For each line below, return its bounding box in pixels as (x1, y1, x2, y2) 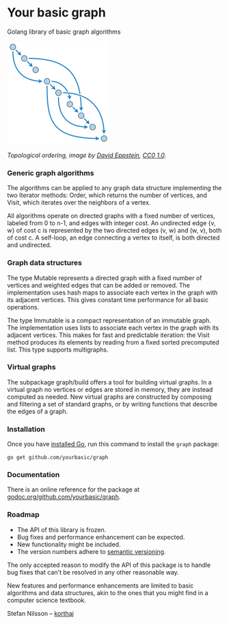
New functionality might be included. (16, 540, 121, 548)
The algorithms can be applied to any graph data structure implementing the (7, 184, 222, 192)
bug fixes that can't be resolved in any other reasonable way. (7, 568, 179, 576)
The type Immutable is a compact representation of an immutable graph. (7, 316, 212, 324)
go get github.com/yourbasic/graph (7, 454, 109, 461)
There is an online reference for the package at (7, 485, 140, 494)
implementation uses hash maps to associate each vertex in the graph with (7, 288, 218, 297)
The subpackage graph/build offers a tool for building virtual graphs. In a (7, 378, 212, 386)
